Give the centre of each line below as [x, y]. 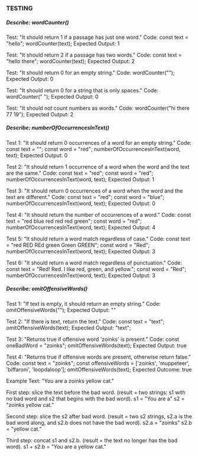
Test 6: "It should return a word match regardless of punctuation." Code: [94, 263]
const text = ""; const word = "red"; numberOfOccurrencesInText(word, [93, 149]
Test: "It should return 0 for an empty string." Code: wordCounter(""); [90, 73]
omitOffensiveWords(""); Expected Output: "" [61, 310]
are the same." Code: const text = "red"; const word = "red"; [80, 173]
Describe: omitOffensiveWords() [47, 289]
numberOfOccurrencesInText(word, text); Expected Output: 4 [81, 227]
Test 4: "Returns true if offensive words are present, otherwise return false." [98, 357]
